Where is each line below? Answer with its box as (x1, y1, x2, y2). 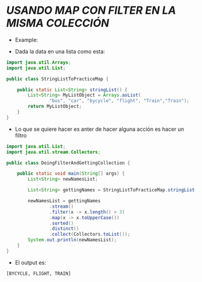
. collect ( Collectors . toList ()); (49, 232, 130, 238)
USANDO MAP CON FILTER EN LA (6, 4, 176, 17)
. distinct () (49, 226, 79, 232)
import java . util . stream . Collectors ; (6, 149, 101, 155)
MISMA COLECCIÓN (6, 16, 109, 30)
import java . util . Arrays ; (6, 59, 71, 65)
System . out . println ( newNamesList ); (28, 237, 117, 243)
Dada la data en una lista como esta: (14, 47, 105, 55)
